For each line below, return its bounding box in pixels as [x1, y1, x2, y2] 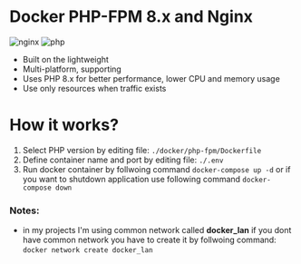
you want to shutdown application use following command [22, 173, 241, 184]
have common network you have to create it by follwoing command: [22, 234, 277, 246]
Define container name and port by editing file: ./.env [22, 154, 224, 165]
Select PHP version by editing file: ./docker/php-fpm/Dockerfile [22, 144, 262, 155]
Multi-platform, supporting [22, 64, 122, 74]
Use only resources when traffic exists [22, 83, 167, 93]
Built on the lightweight [22, 54, 109, 64]
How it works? [9, 115, 120, 135]
